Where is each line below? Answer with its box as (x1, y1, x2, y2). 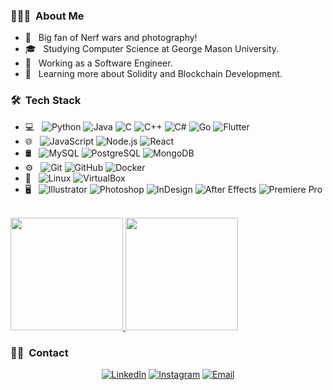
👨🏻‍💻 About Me (10, 9, 85, 23)
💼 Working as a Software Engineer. (24, 57, 173, 69)
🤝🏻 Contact (10, 345, 69, 359)
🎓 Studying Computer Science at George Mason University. (24, 43, 280, 55)
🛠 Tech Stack (10, 94, 82, 108)
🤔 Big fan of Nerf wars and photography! (24, 32, 198, 44)
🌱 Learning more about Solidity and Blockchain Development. (24, 68, 283, 80)
